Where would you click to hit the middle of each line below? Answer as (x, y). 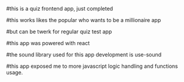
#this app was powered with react (48, 43)
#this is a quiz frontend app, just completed (60, 9)
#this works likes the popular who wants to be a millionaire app (84, 20)
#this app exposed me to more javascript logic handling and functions (92, 66)
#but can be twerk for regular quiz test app (59, 31)
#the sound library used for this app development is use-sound (84, 55)
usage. (15, 72)
